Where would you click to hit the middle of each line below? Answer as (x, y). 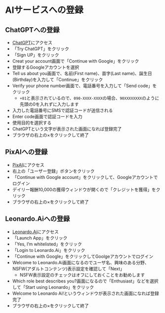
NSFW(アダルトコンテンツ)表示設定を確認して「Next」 (68, 269)
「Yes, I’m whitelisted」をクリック (47, 244)
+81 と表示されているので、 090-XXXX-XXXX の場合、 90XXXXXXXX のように (89, 98)
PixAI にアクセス (28, 165)
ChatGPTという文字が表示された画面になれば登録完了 (67, 129)
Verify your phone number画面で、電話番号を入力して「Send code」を (84, 86)
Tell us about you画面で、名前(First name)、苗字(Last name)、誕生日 (82, 73)
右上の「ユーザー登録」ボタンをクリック (53, 171)
